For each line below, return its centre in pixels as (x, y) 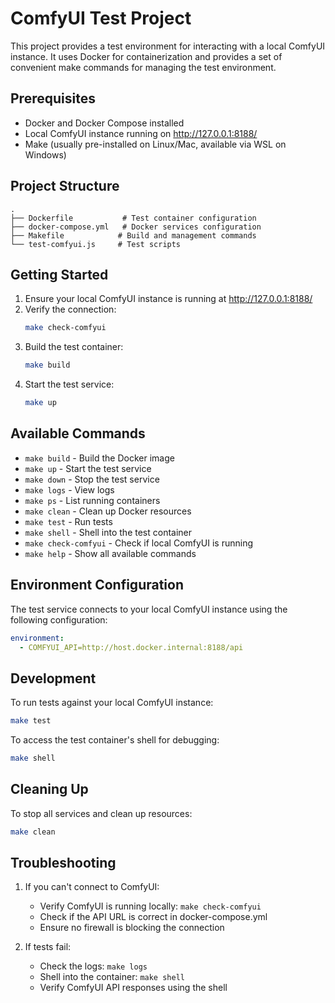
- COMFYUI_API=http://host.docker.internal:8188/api (131, 647)
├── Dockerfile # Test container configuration (133, 218)
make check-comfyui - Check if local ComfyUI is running (138, 543)
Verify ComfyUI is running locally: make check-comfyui (150, 906)
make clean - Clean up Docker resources (108, 511)
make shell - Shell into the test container (108, 532)
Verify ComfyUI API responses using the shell (133, 988)
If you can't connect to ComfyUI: (92, 887)
